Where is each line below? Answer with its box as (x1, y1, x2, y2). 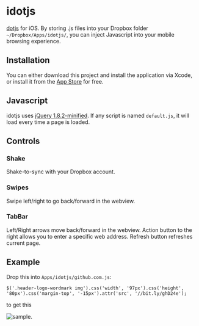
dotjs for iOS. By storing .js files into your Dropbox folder (6, 24, 148, 32)
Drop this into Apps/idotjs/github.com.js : (6, 273, 112, 280)
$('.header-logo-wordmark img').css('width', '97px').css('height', (6, 285, 184, 291)
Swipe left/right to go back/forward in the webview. (6, 197, 136, 205)
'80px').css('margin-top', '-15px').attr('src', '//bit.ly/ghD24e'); (6, 290, 187, 297)
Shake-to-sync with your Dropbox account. (6, 168, 115, 175)
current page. (6, 239, 41, 247)
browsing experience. (6, 37, 61, 45)
